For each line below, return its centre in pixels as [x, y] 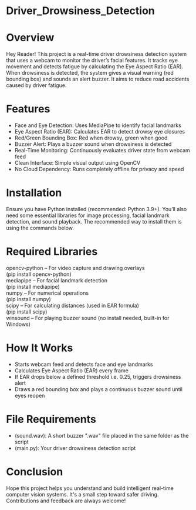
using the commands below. [40, 228]
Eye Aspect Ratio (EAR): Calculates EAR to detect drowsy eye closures [100, 132]
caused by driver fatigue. [36, 85]
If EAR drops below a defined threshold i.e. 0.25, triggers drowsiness [98, 376]
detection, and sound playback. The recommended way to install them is [94, 221]
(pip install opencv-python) [39, 274]
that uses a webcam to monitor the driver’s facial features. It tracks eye [92, 61]
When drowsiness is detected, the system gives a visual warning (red [90, 73]
